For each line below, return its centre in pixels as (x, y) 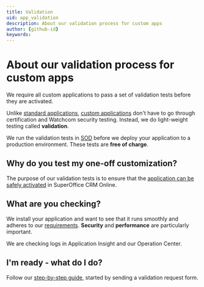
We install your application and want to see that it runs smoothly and (93, 219)
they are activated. (30, 101)
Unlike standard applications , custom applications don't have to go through (101, 113)
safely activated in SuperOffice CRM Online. (62, 184)
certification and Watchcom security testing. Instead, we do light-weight (97, 120)
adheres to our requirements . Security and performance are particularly (98, 225)
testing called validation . (38, 126)
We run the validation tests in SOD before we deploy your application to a (98, 138)
